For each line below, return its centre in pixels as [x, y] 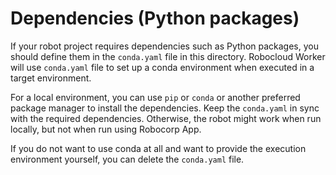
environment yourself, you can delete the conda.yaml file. [127, 159]
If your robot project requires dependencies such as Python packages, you [164, 46]
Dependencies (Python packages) [155, 18]
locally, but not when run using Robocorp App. [106, 129]
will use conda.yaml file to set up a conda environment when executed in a [162, 67]
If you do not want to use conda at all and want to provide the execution [158, 148]
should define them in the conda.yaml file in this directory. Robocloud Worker [168, 56]
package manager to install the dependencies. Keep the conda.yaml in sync [165, 108]
